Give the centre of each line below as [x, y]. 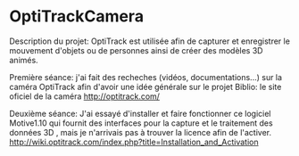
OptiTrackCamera [77, 16]
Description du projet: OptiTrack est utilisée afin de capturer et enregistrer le [149, 41]
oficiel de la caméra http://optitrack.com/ [85, 96]
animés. [24, 60]
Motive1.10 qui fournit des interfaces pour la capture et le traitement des [141, 123]
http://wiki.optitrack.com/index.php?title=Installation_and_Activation [134, 142]
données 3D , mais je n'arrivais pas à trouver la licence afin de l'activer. [141, 132]
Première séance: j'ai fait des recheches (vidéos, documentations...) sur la [146, 77]
